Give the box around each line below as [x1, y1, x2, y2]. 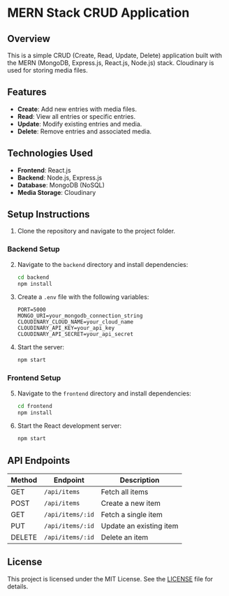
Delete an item [101, 532, 149, 542]
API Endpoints [7, 454, 71, 466]
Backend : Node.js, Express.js [17, 173, 103, 182]
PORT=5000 [17, 306, 47, 314]
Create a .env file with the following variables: [17, 293, 149, 301]
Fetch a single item [101, 510, 163, 520]
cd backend [17, 274, 50, 281]
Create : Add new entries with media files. [17, 105, 138, 113]
